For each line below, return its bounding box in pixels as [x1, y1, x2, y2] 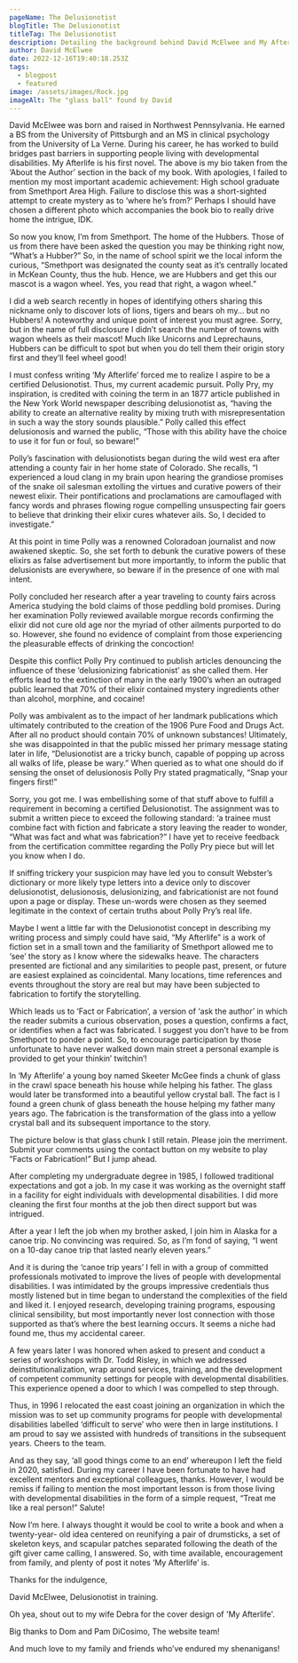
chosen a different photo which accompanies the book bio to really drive [9, 205, 275, 216]
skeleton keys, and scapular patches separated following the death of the [9, 1539, 278, 1549]
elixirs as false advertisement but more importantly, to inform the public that [9, 555, 286, 566]
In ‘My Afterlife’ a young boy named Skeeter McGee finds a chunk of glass [9, 1070, 281, 1081]
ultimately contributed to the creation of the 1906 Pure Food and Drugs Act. [9, 720, 285, 731]
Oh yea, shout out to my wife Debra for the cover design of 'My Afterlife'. [9, 1609, 275, 1619]
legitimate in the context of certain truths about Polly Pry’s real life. [9, 905, 253, 916]
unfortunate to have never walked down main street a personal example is [9, 1044, 279, 1054]
